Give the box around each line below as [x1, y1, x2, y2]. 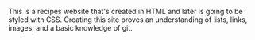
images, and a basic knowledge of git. [8, 24, 133, 32]
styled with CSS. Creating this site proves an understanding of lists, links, [8, 15, 248, 24]
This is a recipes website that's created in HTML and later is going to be [8, 7, 244, 16]
